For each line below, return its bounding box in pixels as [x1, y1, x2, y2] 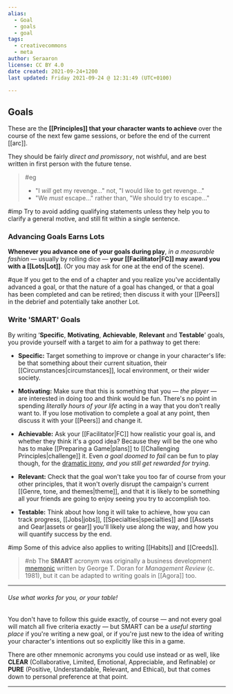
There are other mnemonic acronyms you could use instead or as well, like [8, 650, 220, 659]
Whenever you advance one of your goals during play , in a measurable [8, 247, 215, 256]
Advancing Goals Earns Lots [8, 232, 105, 242]
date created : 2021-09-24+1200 [8, 68, 98, 75]
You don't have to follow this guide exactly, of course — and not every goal [8, 615, 222, 623]
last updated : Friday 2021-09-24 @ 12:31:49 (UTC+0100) [8, 74, 172, 82]
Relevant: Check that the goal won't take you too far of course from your [17, 472, 226, 480]
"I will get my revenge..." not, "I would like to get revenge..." [35, 187, 205, 195]
